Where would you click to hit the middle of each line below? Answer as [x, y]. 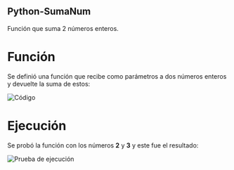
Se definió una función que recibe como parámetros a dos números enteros [117, 76]
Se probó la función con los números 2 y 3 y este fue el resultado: [103, 145]
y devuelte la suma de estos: [49, 84]
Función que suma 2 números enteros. [63, 28]
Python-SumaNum [49, 12]
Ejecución [37, 125]
